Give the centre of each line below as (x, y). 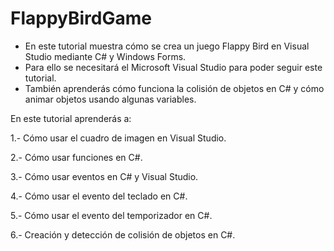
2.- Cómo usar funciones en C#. (76, 157)
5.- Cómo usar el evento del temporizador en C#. (111, 215)
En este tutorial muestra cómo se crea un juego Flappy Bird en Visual (167, 46)
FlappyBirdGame (81, 18)
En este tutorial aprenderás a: (71, 118)
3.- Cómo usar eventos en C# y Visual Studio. (104, 176)
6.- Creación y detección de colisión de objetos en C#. (123, 234)
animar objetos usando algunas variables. (110, 99)
